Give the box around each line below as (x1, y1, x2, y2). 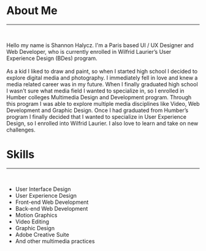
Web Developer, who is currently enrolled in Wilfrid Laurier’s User (6, 48, 172, 55)
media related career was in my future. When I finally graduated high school (6, 80, 198, 88)
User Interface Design (15, 185, 71, 193)
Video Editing (15, 218, 50, 225)
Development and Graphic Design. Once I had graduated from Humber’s (6, 107, 189, 114)
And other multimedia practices (15, 237, 95, 245)
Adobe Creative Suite (15, 231, 69, 238)
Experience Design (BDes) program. (6, 54, 97, 62)
